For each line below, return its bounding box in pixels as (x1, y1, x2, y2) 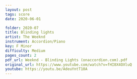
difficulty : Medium (5, 48, 46, 53)
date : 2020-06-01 (5, 16, 41, 21)
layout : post (5, 7, 32, 12)
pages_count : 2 (5, 53, 37, 58)
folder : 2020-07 (5, 25, 39, 30)
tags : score (5, 12, 30, 17)
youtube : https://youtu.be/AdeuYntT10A (5, 67, 88, 72)
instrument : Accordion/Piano (5, 39, 66, 44)
